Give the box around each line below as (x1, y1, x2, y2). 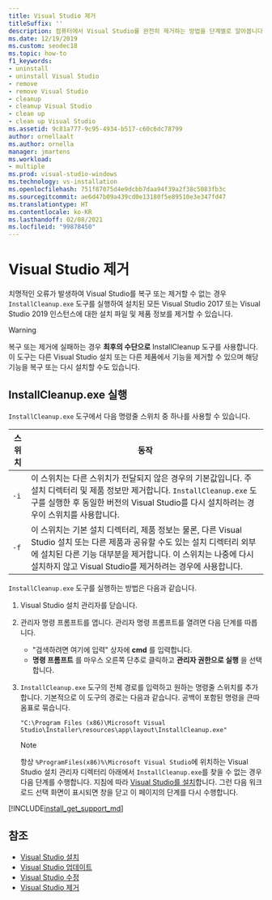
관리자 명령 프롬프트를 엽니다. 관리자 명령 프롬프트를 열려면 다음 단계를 (19, 617, 243, 627)
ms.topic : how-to (8, 49, 67, 58)
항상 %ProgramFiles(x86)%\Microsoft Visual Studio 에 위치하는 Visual (19, 756, 249, 766)
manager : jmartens (8, 148, 70, 156)
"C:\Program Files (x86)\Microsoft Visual (19, 718, 166, 726)
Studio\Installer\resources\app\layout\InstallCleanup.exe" (19, 726, 227, 734)
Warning (8, 325, 36, 335)
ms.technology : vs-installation (8, 178, 117, 186)
